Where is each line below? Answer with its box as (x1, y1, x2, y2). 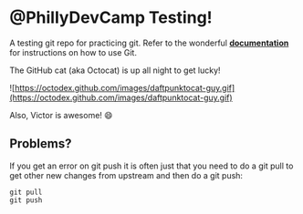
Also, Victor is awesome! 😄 (9, 109, 113, 120)
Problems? (9, 136, 72, 152)
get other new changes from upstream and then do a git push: (9, 169, 244, 180)
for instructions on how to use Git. (9, 46, 137, 57)
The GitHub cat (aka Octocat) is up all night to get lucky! (9, 65, 221, 76)
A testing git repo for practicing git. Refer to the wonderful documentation (9, 37, 289, 48)
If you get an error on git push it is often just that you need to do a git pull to (9, 160, 294, 171)
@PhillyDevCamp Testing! (9, 7, 213, 28)
